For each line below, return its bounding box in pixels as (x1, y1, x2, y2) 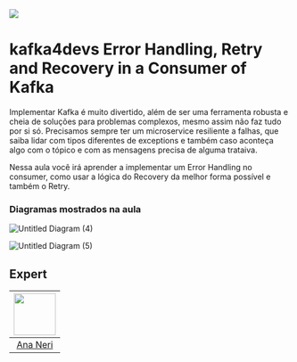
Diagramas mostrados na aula (9, 202, 142, 215)
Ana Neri (16, 339, 54, 351)
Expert (9, 267, 47, 282)
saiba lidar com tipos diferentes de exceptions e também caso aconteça (9, 135, 274, 145)
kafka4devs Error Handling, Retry (9, 39, 263, 60)
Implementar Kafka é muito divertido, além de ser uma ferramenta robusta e (9, 106, 288, 117)
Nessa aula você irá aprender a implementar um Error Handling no (9, 161, 252, 172)
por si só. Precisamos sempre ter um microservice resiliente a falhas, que (9, 125, 279, 136)
